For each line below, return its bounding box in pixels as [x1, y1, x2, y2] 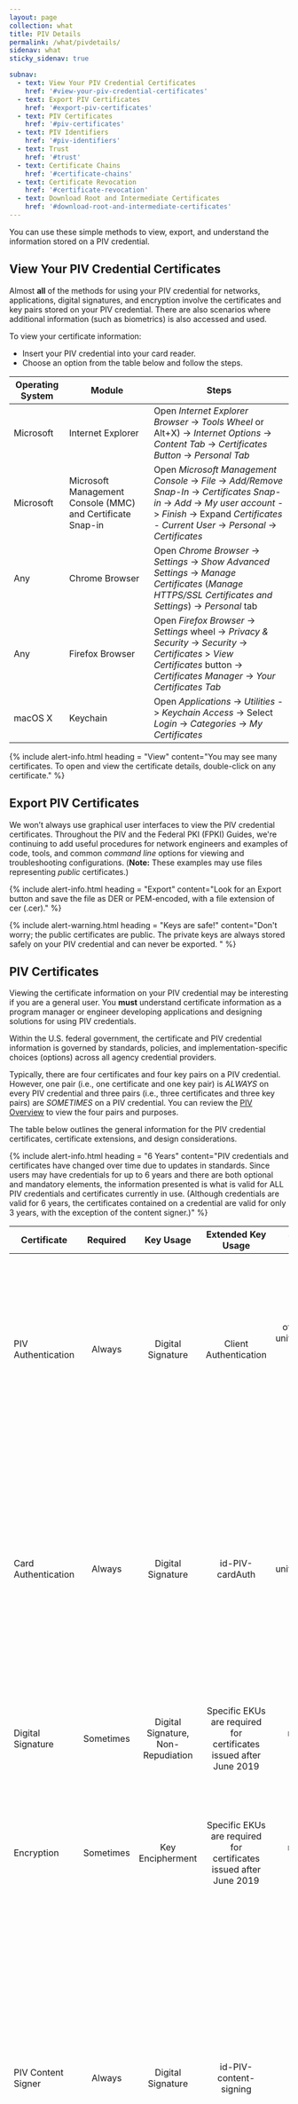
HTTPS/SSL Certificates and [153, 588, 273, 601]
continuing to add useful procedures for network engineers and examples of [9, 838, 288, 848]
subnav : [9, 70, 38, 80]
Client [223, 1337, 249, 1350]
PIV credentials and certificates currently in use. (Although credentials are [9, 1188, 279, 1199]
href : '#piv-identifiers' [25, 137, 122, 146]
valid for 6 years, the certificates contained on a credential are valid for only [9, 1198, 286, 1209]
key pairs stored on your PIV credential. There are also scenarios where [9, 303, 271, 315]
